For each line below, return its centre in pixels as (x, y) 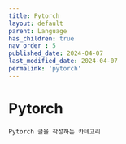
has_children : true (41, 38)
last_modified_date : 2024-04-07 (63, 61)
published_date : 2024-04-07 (56, 53)
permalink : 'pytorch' (45, 69)
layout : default (36, 23)
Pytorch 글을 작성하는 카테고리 (54, 131)
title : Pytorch (34, 16)
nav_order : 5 (33, 46)
